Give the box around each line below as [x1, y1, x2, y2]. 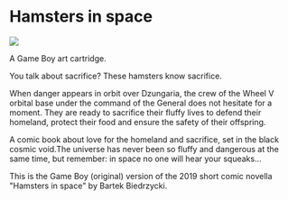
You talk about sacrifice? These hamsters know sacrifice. [9, 70, 223, 81]
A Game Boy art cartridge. [9, 52, 107, 64]
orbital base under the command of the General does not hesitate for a [9, 97, 273, 108]
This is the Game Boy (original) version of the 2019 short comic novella [9, 170, 273, 181]
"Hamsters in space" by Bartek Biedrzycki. [9, 180, 168, 191]
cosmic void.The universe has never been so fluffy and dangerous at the [9, 143, 280, 154]
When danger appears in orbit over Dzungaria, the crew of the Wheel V [9, 87, 274, 98]
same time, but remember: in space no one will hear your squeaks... [9, 153, 262, 164]
